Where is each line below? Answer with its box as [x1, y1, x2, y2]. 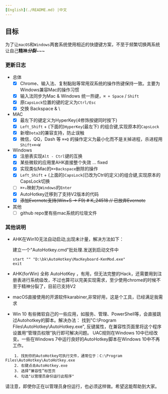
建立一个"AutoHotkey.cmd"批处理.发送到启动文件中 [12, 247, 119, 253]
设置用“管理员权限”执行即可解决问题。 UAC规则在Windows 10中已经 [12, 330, 154, 336]
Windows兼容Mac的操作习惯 [20, 87, 79, 93]
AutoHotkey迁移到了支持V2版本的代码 [20, 191, 99, 197]
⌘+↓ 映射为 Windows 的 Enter [20, 185, 72, 191]
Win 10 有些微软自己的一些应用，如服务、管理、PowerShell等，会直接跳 [12, 311, 161, 317]
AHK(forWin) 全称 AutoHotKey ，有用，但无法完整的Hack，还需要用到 [12, 271, 157, 277]
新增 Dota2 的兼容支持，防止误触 [20, 130, 85, 136]
